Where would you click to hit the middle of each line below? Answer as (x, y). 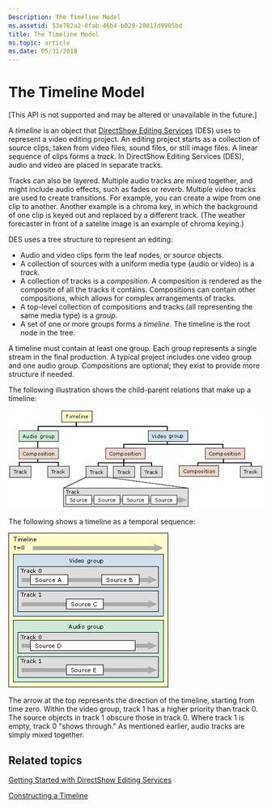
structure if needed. (41, 374)
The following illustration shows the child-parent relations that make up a (130, 390)
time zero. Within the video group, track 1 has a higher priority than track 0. (133, 709)
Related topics (45, 761)
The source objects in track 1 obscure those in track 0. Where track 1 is (127, 718)
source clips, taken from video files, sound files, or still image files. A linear (133, 148)
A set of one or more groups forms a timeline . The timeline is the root (135, 324)
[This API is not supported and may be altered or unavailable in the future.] (133, 115)
